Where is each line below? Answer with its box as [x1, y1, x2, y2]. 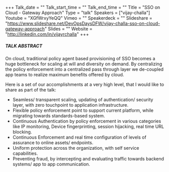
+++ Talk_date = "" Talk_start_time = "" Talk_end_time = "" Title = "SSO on [5, 5, 160, 10]
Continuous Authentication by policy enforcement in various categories [12, 118, 161, 124]
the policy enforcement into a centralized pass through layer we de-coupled [5, 66, 164, 72]
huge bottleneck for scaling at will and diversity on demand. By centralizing [5, 61, 162, 67]
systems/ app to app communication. [12, 161, 90, 167]
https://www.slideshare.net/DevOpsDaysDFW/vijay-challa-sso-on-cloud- [7, 20, 160, 26]
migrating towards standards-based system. [12, 112, 105, 118]
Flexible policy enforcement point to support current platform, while [12, 107, 154, 113]
